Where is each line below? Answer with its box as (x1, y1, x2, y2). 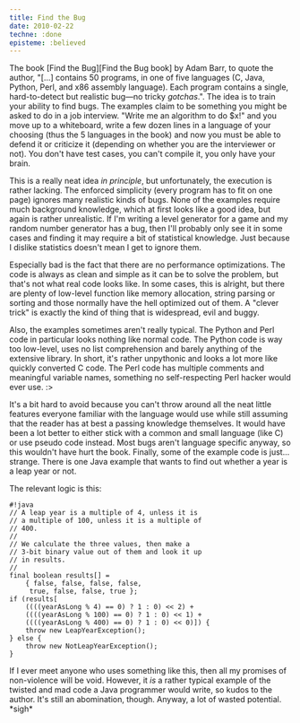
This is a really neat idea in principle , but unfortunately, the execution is (9, 176, 272, 187)
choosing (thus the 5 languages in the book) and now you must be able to (9, 129, 281, 140)
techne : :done (9, 30, 63, 39)
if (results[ (9, 595, 58, 604)
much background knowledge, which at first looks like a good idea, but (9, 204, 271, 215)
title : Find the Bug (9, 13, 87, 22)
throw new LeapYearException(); (25, 626, 146, 635)
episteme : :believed (9, 38, 87, 48)
